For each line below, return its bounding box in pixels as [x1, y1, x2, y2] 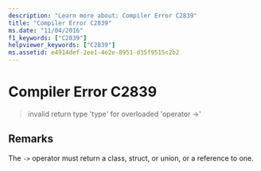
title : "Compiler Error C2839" [8, 19, 112, 27]
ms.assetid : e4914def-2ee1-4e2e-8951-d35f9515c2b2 [8, 49, 180, 56]
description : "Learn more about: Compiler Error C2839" [8, 11, 197, 20]
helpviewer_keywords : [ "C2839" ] [8, 41, 115, 49]
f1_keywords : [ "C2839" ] [8, 33, 88, 42]
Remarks [8, 132, 54, 146]
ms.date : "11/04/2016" [8, 26, 84, 34]
